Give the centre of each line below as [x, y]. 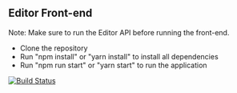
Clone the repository [54, 48]
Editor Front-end [50, 13]
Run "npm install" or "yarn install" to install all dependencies [119, 56]
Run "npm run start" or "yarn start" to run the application [113, 65]
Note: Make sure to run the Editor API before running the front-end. [119, 32]
